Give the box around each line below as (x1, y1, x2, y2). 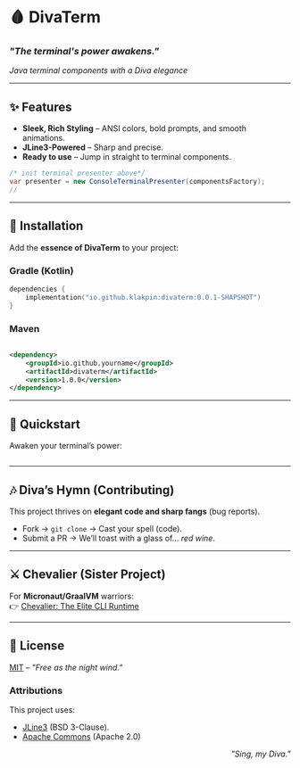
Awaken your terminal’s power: (9, 441, 122, 451)
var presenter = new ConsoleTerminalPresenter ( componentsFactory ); (9, 178, 266, 186)
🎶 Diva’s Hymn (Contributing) (9, 483, 175, 498)
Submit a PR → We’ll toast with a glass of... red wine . (21, 533, 216, 543)
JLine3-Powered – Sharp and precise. (21, 142, 163, 153)
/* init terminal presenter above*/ (9, 169, 146, 178)
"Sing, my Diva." (230, 748, 291, 759)
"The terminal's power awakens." (9, 45, 160, 58)
